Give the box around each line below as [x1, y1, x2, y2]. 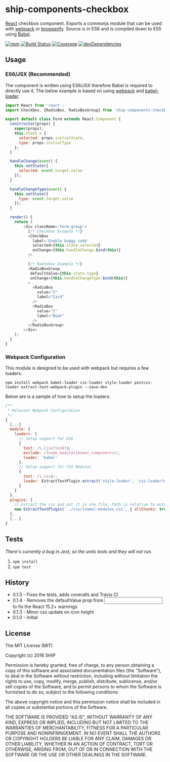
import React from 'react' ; [5, 103, 65, 108]
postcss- [134, 380, 153, 385]
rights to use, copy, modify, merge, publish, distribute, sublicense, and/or [5, 678, 158, 685]
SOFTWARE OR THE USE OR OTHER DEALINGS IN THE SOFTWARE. [5, 752, 147, 758]
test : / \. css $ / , [23, 474, 58, 479]
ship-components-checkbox [5, 4, 129, 15]
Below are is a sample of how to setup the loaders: [5, 393, 111, 399]
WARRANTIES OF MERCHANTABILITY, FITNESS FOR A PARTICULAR [5, 725, 148, 731]
